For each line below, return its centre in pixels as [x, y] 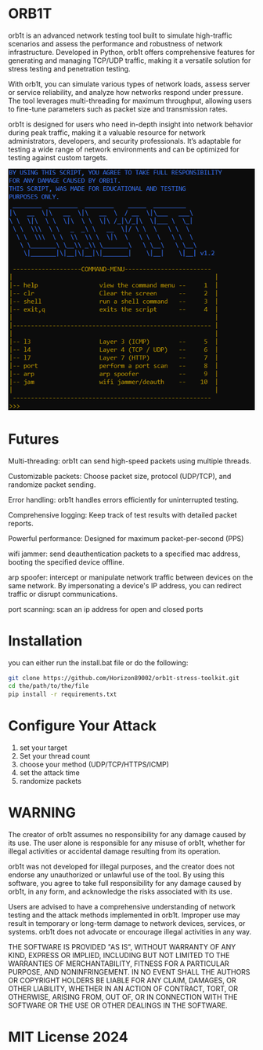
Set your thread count [55, 756]
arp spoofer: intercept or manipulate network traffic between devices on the [131, 577]
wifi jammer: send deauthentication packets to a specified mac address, [124, 554]
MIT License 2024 [68, 1037]
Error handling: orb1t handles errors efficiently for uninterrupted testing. [123, 499]
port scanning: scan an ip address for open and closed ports [106, 609]
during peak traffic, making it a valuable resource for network [107, 132]
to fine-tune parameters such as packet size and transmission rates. [118, 109]
